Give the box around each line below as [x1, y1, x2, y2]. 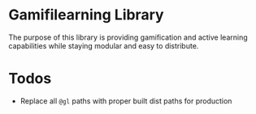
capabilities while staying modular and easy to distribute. [8, 40, 199, 50]
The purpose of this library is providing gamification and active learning [8, 32, 248, 42]
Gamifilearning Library [8, 6, 164, 24]
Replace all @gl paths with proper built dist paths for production [20, 95, 232, 106]
